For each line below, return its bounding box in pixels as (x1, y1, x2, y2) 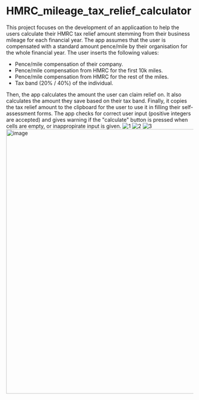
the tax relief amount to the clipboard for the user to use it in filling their (6, 103, 181, 110)
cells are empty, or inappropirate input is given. (6, 122, 122, 129)
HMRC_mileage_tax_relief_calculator (6, 4, 192, 18)
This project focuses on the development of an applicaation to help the (6, 24, 179, 31)
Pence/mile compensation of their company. (14, 61, 124, 68)
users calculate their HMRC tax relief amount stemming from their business (6, 30, 190, 37)
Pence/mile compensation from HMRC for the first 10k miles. (14, 66, 163, 74)
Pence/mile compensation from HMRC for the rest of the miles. (14, 73, 169, 80)
